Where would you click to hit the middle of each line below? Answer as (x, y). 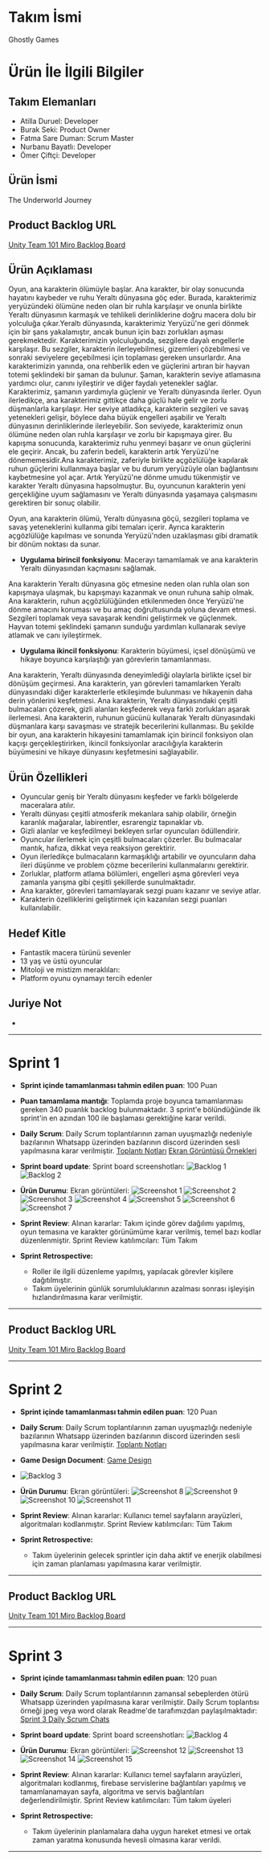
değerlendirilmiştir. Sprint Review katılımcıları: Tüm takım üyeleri (125, 1800)
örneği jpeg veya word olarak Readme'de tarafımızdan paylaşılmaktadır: (139, 1711)
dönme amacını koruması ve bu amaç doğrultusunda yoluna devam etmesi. (133, 610)
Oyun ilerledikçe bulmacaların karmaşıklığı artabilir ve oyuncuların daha (138, 856)
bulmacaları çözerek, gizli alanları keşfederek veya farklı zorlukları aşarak (129, 709)
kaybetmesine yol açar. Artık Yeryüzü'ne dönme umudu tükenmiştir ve (125, 477)
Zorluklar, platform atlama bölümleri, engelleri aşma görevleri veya (129, 874)
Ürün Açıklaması (51, 270)
